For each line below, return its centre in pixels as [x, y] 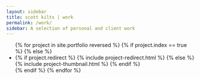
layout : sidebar [26, 12]
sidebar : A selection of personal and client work [71, 28]
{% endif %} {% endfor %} [48, 70]
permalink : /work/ [29, 23]
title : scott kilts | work [40, 17]
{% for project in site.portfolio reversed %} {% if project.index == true [101, 45]
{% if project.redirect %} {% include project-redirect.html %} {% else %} [104, 58]
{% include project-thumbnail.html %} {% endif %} [78, 64]
